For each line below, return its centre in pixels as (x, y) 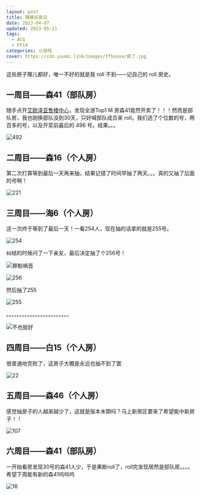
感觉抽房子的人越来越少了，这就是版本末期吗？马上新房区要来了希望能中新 (98, 411)
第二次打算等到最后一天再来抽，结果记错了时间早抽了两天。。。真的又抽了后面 (100, 173)
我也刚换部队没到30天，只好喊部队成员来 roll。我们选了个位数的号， (106, 118)
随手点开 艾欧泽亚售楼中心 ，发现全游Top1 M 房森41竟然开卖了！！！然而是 (97, 110)
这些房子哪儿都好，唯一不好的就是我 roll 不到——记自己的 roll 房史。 (90, 74)
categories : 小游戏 (29, 51)
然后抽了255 (22, 290)
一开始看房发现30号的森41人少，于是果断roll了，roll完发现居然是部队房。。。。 (100, 467)
